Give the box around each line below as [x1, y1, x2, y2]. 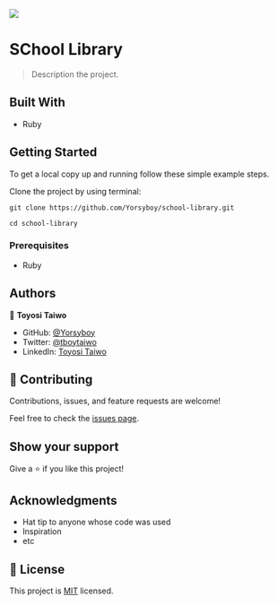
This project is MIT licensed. [9, 585, 114, 596]
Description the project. [30, 68, 119, 80]
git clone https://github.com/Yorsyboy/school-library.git [9, 203, 235, 212]
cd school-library [9, 219, 78, 228]
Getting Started [9, 144, 98, 160]
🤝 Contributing [9, 372, 93, 387]
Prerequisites [9, 239, 69, 252]
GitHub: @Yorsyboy [22, 327, 96, 338]
